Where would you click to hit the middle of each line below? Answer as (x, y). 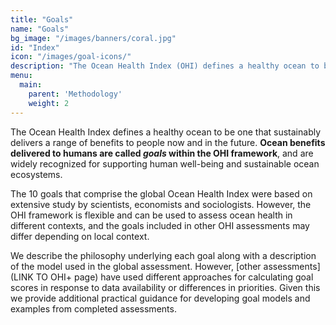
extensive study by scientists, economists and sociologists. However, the (161, 204)
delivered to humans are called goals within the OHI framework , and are (162, 153)
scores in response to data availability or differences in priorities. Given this (165, 287)
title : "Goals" (42, 19)
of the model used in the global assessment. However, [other (136, 266)
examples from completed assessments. (93, 308)
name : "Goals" (40, 29)
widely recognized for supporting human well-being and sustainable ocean (165, 163)
